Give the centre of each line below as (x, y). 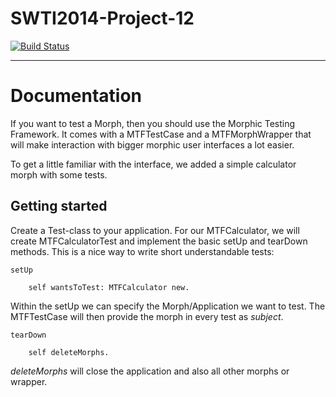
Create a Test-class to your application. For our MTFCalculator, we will (155, 230)
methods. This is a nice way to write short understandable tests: (142, 251)
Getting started (59, 206)
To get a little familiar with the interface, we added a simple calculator (153, 164)
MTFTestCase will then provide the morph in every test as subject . (147, 316)
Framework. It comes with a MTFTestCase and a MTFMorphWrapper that (161, 134)
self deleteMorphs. (69, 352)
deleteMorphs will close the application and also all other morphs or (150, 371)
